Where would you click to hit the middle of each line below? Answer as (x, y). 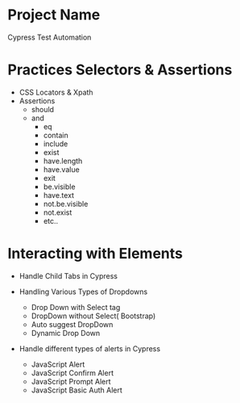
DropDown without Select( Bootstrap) (93, 316)
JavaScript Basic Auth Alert (77, 390)
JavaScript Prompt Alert (71, 381)
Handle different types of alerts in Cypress (90, 348)
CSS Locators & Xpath (56, 92)
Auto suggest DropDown (72, 324)
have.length (63, 161)
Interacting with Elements (95, 254)
